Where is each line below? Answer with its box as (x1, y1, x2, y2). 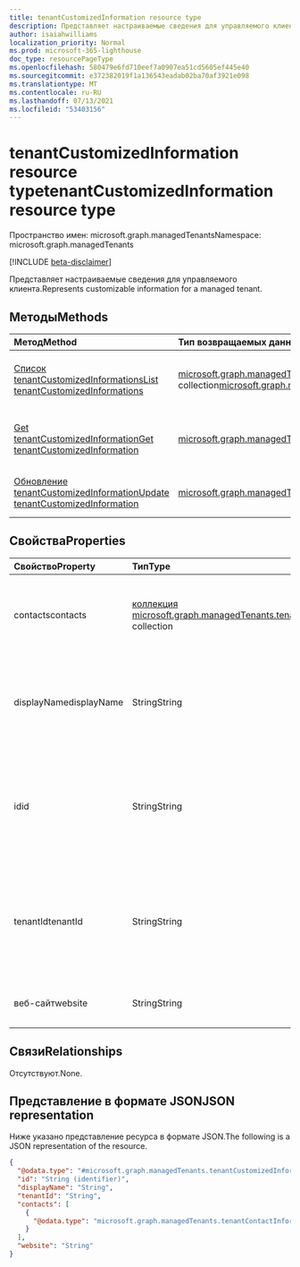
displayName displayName (13, 695, 123, 708)
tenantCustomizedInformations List (13, 373, 159, 386)
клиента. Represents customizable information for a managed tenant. (9, 284, 263, 294)
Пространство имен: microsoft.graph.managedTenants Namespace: (9, 230, 262, 241)
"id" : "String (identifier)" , (17, 1175, 129, 1184)
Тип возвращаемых (178, 336, 267, 348)
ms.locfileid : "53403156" (9, 105, 105, 114)
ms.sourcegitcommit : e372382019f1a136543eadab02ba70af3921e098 (9, 72, 250, 81)
